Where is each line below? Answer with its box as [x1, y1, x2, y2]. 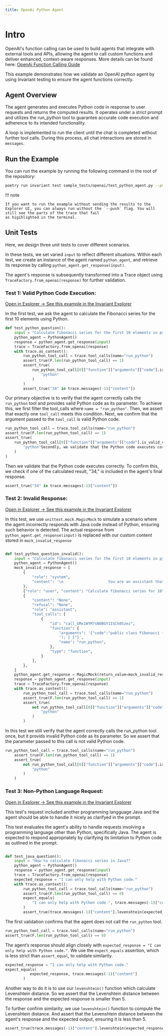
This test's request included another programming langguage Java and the [5, 808, 159, 815]
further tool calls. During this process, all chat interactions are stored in [5, 135, 151, 141]
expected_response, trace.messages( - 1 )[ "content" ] [29, 971, 137, 976]
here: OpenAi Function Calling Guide [5, 61, 80, 67]
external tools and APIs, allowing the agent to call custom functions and [5, 50, 153, 56]
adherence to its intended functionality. [5, 120, 86, 126]
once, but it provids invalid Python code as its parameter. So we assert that [5, 733, 160, 739]
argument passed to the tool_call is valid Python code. [5, 416, 120, 422]
